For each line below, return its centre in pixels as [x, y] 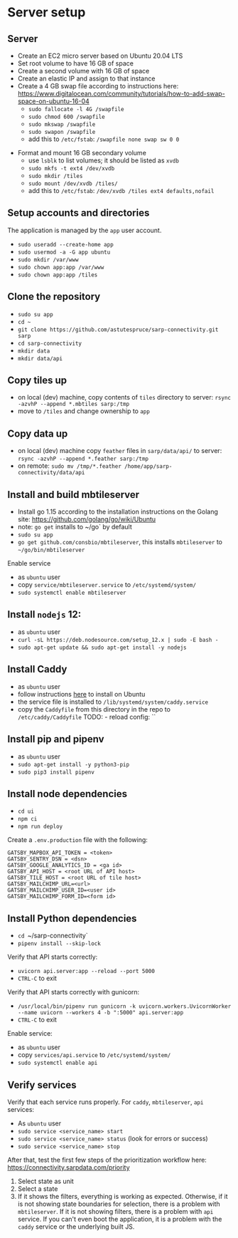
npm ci [27, 819]
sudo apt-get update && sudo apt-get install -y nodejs [102, 647]
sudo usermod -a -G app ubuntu [64, 252]
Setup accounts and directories [79, 213]
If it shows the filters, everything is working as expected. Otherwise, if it [123, 1196]
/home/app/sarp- [148, 467]
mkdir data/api [40, 358]
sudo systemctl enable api [58, 1063]
